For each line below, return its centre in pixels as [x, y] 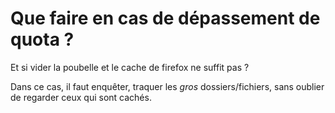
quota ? [42, 39]
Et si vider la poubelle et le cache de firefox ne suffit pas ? [130, 67]
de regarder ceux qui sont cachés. [81, 97]
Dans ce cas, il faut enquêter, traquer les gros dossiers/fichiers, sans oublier [167, 86]
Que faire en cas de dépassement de [165, 18]
